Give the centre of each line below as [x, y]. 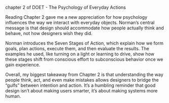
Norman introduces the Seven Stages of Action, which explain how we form [84, 43]
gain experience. [23, 65]
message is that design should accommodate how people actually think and [84, 28]
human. [13, 96]
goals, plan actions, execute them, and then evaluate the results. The [77, 48]
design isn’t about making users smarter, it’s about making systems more [81, 91]
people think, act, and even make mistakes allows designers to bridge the [82, 80]
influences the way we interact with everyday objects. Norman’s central [80, 23]
